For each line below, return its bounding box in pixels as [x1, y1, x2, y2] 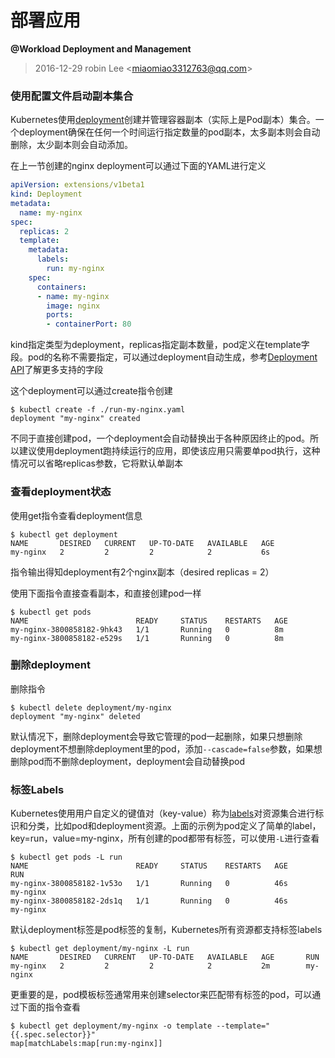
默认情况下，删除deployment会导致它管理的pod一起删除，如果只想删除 [10, 730, 303, 742]
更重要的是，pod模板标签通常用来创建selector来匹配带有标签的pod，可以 [10, 989, 313, 1001]
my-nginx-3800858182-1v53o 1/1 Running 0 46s [10, 879, 288, 889]
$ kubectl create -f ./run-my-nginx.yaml [10, 405, 186, 415]
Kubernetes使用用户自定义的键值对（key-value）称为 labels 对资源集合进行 [10, 807, 316, 820]
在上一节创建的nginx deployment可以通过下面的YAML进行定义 [10, 160, 267, 172]
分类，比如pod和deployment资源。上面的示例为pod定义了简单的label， [27, 820, 322, 832]
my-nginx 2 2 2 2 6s [10, 547, 271, 557]
